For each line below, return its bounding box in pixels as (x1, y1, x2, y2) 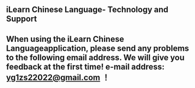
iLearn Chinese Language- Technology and (6, 5, 168, 15)
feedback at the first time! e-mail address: (6, 61, 165, 71)
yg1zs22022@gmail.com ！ (6, 72, 110, 82)
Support (6, 14, 37, 24)
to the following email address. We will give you (6, 53, 185, 63)
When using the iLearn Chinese (6, 34, 124, 44)
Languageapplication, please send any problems (6, 43, 189, 53)
